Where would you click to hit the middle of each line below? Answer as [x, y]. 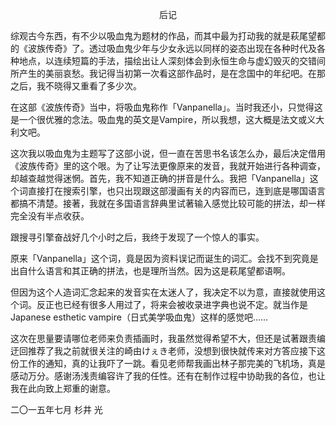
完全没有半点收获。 [50, 216]
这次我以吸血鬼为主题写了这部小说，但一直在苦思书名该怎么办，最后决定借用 [168, 153]
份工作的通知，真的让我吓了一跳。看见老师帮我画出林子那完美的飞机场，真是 [168, 363]
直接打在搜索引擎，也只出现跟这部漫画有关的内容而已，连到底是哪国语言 [176, 191]
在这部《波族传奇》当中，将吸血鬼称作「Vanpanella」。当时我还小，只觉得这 [166, 107]
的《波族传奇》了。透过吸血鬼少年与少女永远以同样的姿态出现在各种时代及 [163, 48]
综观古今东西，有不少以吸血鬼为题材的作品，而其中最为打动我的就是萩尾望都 [168, 36]
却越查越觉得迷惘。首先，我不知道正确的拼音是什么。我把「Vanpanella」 [160, 178]
